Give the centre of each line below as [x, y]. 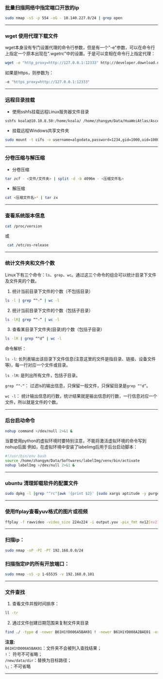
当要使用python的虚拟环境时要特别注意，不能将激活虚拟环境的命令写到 [76, 441]
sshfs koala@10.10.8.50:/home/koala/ [43, 121]
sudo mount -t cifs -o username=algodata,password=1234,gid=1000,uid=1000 [82, 140]
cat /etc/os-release [28, 245]
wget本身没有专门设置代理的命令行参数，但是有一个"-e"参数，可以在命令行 [80, 48]
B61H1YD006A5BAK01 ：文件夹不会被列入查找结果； [53, 648]
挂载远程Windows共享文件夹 [41, 131]
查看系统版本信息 [25, 216]
